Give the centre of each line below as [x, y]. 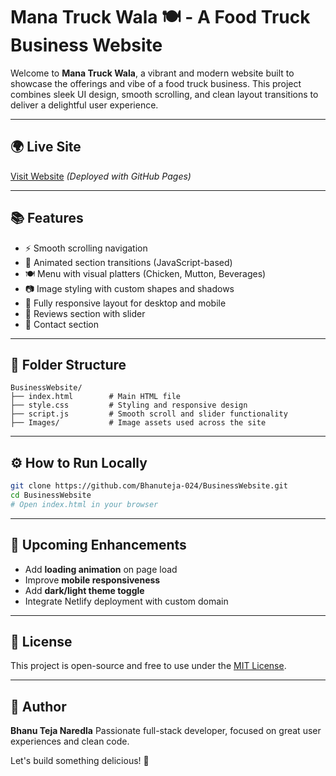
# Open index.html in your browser [84, 504]
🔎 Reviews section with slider [85, 313]
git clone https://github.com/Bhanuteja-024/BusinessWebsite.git [149, 486]
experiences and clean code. [70, 741]
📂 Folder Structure [68, 364]
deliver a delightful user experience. [84, 105]
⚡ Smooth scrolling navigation [86, 248]
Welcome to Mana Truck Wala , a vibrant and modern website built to [152, 73]
